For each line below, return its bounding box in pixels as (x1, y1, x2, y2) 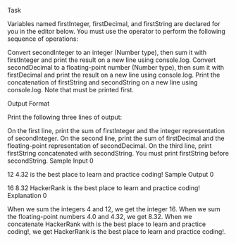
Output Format (7, 99, 50, 108)
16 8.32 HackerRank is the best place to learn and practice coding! (7, 184, 201, 192)
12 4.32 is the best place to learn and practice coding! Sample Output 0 (7, 170, 214, 178)
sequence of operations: (7, 35, 79, 43)
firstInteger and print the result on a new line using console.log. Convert (7, 56, 216, 64)
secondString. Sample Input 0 (7, 156, 94, 165)
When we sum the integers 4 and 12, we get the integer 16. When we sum (7, 205, 221, 213)
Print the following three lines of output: (7, 113, 123, 121)
